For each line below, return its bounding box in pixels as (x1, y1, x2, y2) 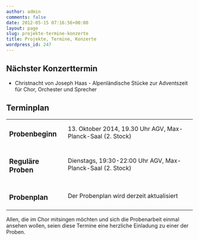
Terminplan (6, 103, 49, 113)
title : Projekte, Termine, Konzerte (6, 36, 97, 42)
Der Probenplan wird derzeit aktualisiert (68, 192, 178, 200)
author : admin (6, 8, 41, 15)
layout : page (6, 25, 38, 31)
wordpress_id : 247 (6, 42, 52, 48)
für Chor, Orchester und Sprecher (14, 85, 97, 92)
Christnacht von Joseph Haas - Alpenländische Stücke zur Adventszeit (14, 79, 188, 87)
